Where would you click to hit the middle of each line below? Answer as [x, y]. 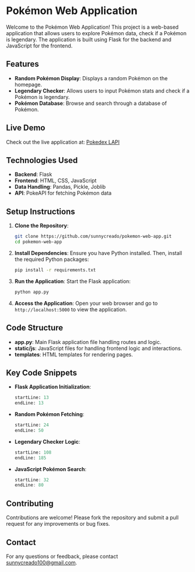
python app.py [32, 292]
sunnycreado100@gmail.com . [42, 562]
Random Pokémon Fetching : [49, 414]
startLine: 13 [32, 398]
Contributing [30, 503]
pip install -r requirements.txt [55, 270]
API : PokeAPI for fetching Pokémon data [63, 193]
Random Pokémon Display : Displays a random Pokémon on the [91, 78]
